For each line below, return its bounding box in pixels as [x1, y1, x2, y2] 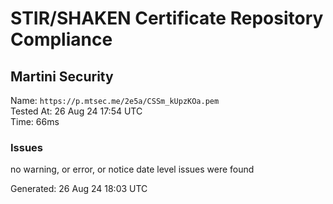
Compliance [10, 28, 113, 51]
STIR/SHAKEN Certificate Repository [10, 7, 324, 30]
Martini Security [10, 68, 114, 85]
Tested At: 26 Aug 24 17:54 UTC [10, 105, 143, 117]
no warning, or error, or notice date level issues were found [10, 163, 255, 176]
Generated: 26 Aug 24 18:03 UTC [10, 183, 148, 195]
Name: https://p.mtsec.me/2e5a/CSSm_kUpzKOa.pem [10, 95, 220, 106]
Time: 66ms [10, 116, 60, 127]
